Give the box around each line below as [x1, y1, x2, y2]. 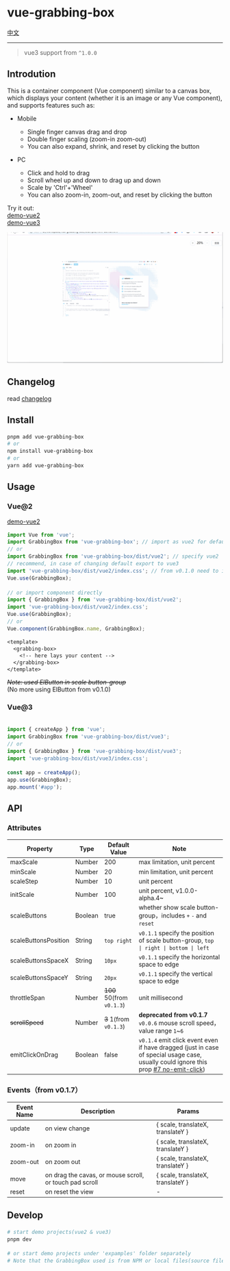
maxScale [10, 858, 38, 866]
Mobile [16, 114, 37, 123]
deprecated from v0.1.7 [138, 1011, 208, 1019]
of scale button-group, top [138, 936, 214, 944]
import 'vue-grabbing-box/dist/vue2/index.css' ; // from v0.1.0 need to [7, 567, 219, 574]
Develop [7, 1209, 43, 1221]
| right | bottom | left [138, 944, 210, 952]
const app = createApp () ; [7, 769, 81, 776]
